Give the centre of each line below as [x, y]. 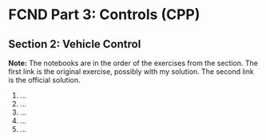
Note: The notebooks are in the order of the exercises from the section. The [133, 63]
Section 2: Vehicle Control [75, 44]
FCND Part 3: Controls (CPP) [104, 15]
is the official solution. [44, 80]
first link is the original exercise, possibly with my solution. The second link [131, 72]
